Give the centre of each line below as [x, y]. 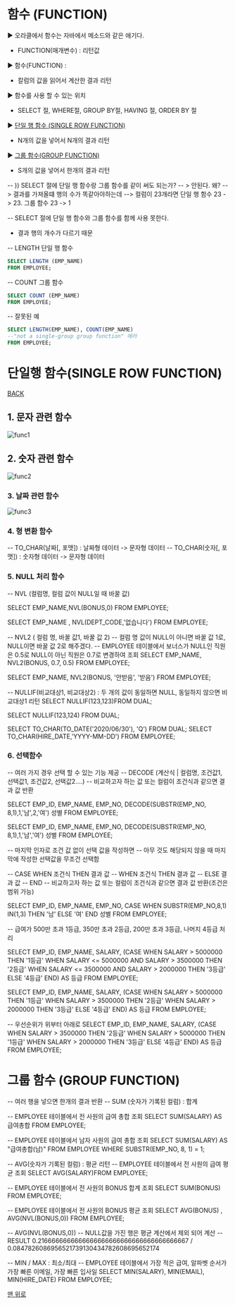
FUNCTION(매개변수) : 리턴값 [58, 50]
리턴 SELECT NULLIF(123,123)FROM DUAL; [90, 701]
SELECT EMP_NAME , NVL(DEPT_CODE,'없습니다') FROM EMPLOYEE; [108, 622]
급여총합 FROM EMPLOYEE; [47, 1125]
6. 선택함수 [25, 755]
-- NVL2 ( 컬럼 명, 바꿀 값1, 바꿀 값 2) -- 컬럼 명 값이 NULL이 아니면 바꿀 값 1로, [116, 637]
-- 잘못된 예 [24, 316]
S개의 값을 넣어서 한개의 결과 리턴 [64, 170]
